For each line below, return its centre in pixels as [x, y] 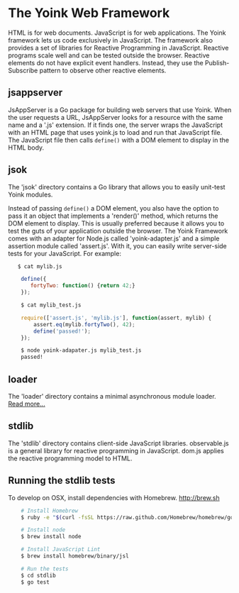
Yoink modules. [30, 194]
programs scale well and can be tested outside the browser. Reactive [109, 55]
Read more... [27, 404]
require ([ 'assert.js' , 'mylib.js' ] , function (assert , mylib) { [116, 318]
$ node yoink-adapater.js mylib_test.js [81, 350]
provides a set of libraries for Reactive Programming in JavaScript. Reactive [118, 48]
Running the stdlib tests [62, 481]
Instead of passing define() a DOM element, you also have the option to [113, 208]
